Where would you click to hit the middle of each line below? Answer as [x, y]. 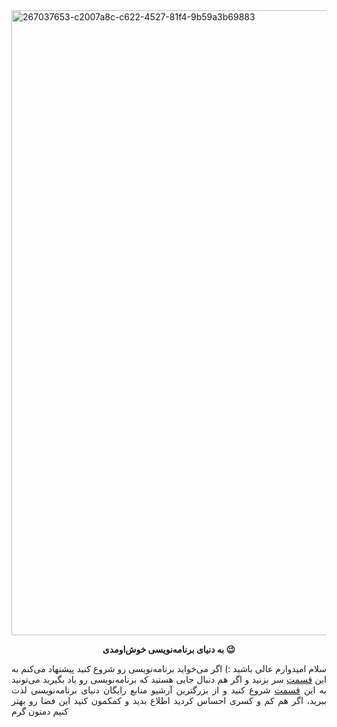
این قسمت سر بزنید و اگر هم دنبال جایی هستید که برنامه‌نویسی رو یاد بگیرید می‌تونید [169, 679]
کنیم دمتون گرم [40, 711]
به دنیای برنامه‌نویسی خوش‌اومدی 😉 [169, 649]
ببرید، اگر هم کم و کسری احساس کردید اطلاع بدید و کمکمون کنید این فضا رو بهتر [169, 700]
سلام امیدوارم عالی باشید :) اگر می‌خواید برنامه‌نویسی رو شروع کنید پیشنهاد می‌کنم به [169, 668]
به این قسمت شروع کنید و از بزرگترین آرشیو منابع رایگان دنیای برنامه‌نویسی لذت [169, 690]
